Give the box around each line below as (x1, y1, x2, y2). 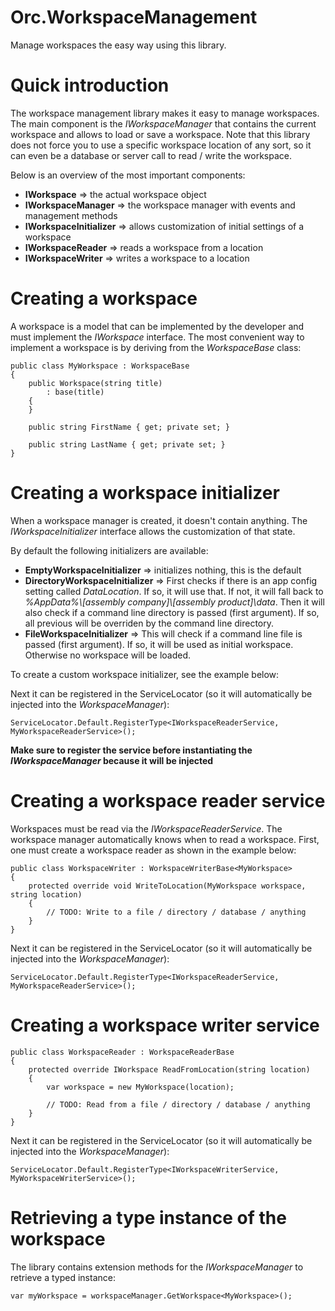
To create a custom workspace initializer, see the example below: (10, 668, 280, 680)
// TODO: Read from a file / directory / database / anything (46, 1099, 311, 1110)
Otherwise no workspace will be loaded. (24, 649, 192, 661)
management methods (24, 209, 118, 221)
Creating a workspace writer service (10, 1014, 320, 1036)
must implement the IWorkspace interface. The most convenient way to (10, 331, 305, 343)
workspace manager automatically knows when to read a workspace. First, (10, 833, 320, 845)
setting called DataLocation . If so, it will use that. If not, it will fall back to (24, 585, 324, 597)
